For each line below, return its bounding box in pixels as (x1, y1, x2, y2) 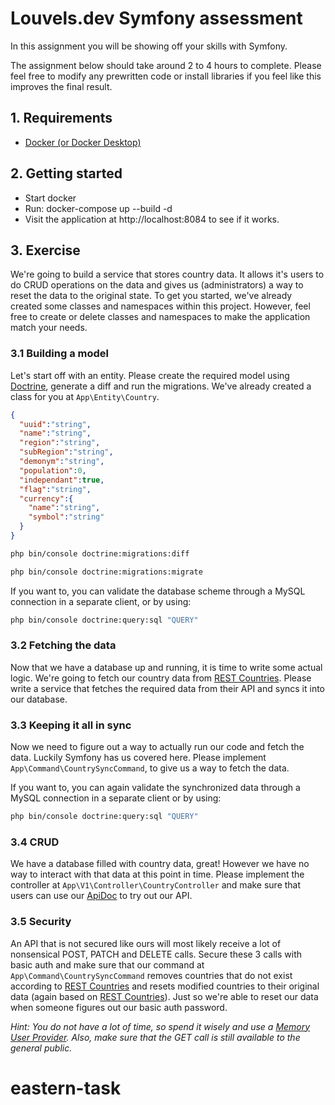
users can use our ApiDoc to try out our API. (10, 890, 193, 902)
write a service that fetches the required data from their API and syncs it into (10, 682, 326, 694)
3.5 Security (10, 915, 72, 929)
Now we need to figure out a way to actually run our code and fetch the (10, 741, 305, 753)
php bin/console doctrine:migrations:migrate (10, 567, 203, 577)
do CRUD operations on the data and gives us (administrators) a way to (10, 279, 304, 291)
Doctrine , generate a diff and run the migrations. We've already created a (10, 380, 312, 392)
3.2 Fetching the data (10, 638, 117, 652)
